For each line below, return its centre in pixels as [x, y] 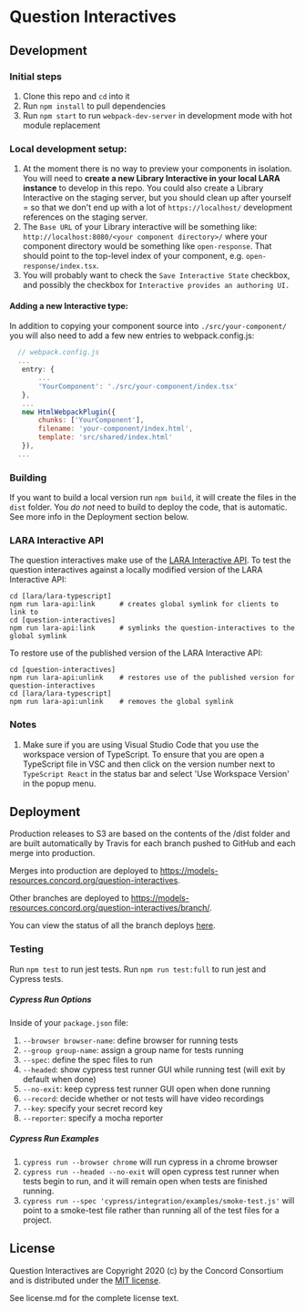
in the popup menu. [59, 783]
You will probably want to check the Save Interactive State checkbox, [156, 275]
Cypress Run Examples [54, 1139]
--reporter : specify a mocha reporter [93, 1118]
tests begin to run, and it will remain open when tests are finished [145, 1181]
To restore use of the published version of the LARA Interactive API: [136, 653]
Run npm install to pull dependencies [94, 106]
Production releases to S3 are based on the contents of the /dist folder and [150, 834]
